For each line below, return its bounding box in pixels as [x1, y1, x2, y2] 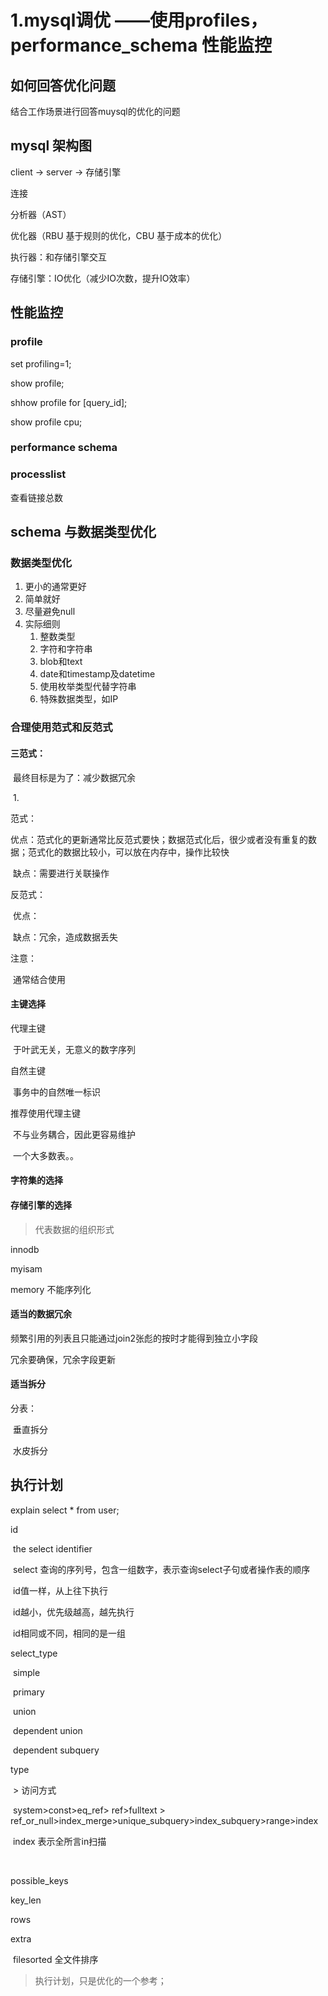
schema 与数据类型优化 [10, 524, 157, 541]
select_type [10, 1647, 58, 1659]
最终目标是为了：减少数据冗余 [12, 771, 136, 783]
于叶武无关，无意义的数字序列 [12, 1043, 136, 1055]
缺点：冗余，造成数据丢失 [12, 931, 118, 943]
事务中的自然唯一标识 [12, 1086, 101, 1098]
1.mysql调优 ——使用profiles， [10, 9, 268, 32]
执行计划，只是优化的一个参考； [34, 1974, 167, 1986]
